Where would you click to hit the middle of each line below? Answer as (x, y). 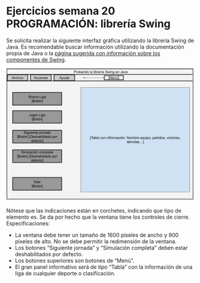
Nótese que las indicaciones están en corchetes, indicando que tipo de (94, 210)
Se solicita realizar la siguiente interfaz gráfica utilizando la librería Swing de (100, 40)
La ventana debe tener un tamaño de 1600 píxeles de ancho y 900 (97, 235)
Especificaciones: (28, 223)
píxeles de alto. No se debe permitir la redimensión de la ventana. (96, 241)
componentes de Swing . (36, 59)
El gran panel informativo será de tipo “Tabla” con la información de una (104, 267)
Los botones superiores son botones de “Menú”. (75, 260)
